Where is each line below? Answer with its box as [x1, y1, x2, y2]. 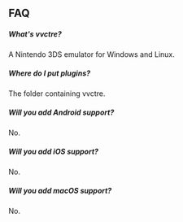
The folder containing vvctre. [8, 89, 106, 98]
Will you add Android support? [8, 107, 115, 117]
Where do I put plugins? [8, 68, 91, 78]
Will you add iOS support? [8, 146, 99, 156]
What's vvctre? [8, 28, 63, 39]
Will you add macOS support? [8, 185, 112, 195]
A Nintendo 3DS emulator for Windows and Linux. [8, 50, 175, 59]
